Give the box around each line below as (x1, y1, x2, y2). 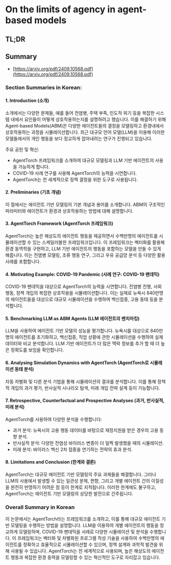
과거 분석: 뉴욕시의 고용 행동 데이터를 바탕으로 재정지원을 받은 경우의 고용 (12, 427, 159, 433)
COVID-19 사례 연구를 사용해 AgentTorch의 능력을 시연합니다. (12, 170, 137, 176)
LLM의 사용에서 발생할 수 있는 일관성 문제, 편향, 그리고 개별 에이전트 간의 (5, 477, 151, 484)
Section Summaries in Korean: (5, 84, 82, 91)
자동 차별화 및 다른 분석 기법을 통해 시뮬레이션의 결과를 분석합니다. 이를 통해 (5, 378, 157, 385)
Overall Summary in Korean (5, 504, 75, 511)
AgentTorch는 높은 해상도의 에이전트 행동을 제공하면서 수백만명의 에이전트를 (5, 233, 158, 239)
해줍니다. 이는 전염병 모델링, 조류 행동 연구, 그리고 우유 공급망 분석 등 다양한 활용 (5, 252, 166, 258)
